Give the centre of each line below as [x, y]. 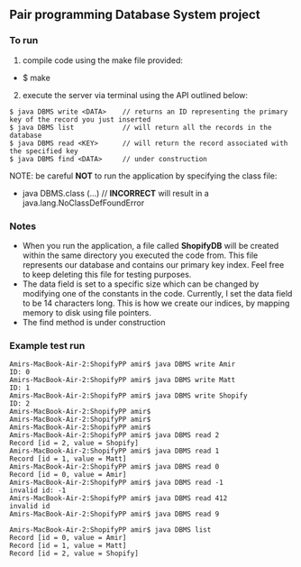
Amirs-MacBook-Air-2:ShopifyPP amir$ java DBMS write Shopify [128, 396]
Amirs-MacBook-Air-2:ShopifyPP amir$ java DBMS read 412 [119, 498]
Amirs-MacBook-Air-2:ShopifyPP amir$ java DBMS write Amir [123, 364]
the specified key [44, 151]
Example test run [47, 345]
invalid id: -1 [38, 490]
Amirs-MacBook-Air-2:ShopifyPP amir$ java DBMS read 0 [114, 467]
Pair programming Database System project [135, 15]
